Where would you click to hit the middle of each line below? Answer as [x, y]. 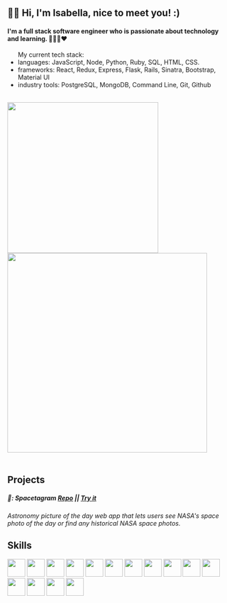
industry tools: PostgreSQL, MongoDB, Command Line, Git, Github [114, 84]
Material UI [34, 77]
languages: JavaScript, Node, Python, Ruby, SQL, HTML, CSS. [109, 62]
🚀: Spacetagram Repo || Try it [52, 498]
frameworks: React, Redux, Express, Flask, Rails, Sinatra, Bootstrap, [117, 70]
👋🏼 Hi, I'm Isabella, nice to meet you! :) [94, 13]
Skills [20, 546]
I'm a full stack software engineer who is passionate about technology [113, 31]
